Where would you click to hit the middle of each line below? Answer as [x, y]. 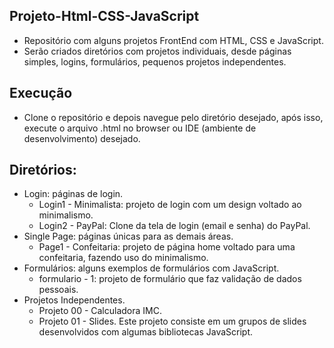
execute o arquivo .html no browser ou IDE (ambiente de [140, 128]
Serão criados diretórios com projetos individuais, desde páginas [157, 51]
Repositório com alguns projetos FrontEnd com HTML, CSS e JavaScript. [173, 40]
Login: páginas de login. [73, 194]
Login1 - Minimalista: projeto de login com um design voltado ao [170, 205]
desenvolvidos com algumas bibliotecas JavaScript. [146, 332]
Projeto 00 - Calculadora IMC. [100, 311]
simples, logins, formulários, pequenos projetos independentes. [155, 61]
